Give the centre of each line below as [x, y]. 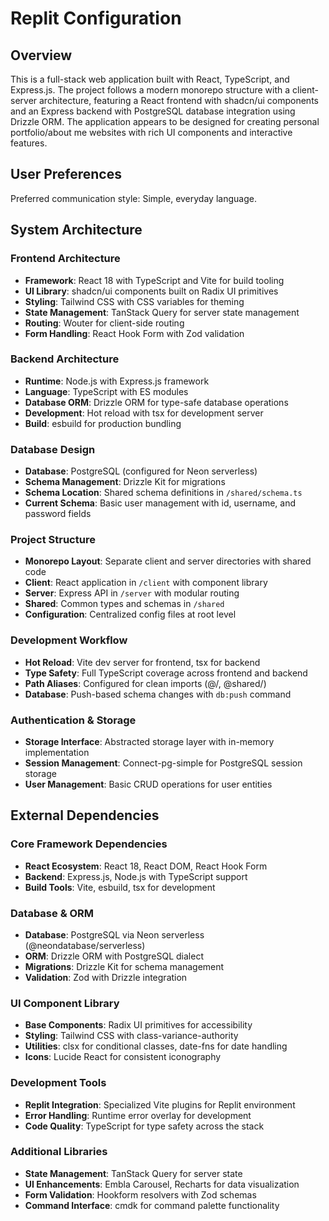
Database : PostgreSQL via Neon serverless [114, 934]
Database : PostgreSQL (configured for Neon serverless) [141, 471]
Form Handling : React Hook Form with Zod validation [134, 333]
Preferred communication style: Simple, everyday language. [133, 198]
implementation [57, 752]
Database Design [53, 449]
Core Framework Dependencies [89, 844]
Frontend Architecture [65, 259]
